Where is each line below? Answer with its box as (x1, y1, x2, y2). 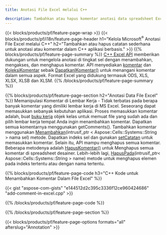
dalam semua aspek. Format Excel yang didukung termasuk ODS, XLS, (5, 73, 149, 78)
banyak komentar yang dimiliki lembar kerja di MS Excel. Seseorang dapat (5, 103, 156, 109)
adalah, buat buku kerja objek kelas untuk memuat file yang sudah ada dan (5, 114, 158, 119)
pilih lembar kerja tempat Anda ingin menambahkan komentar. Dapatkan (5, 119, 152, 125)
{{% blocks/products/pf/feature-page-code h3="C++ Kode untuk (5, 170, 138, 176)
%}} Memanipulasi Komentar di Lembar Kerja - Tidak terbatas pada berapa (5, 98, 158, 104)
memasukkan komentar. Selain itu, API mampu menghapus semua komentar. (5, 140, 161, 146)
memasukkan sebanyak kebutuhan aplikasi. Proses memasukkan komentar (5, 108, 158, 114)
